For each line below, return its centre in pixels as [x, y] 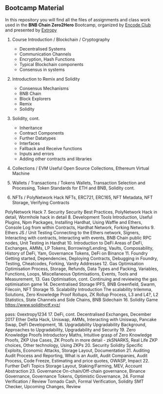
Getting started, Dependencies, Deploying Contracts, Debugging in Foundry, [81, 258]
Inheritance [31, 128]
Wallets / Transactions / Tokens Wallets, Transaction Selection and [79, 183]
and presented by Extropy [31, 30]
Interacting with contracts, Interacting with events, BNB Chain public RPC [78, 238]
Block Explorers [35, 99]
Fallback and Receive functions [51, 148]
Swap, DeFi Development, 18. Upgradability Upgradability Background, [76, 325]
